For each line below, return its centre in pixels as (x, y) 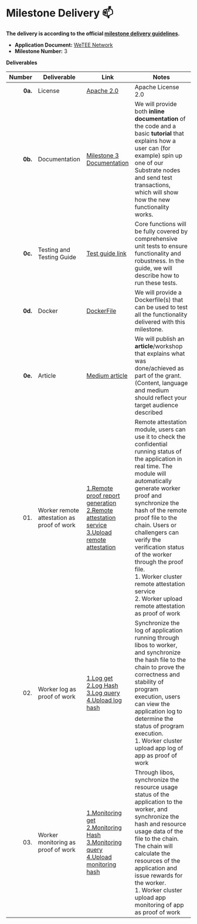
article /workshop (159, 346)
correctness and (157, 674)
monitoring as (57, 842)
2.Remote (100, 510)
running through (157, 637)
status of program (159, 726)
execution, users (157, 696)
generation (101, 503)
